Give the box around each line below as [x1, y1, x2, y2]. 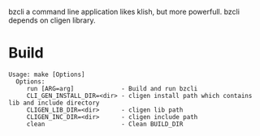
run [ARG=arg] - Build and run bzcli [26, 84, 198, 92]
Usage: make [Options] [8, 70, 85, 79]
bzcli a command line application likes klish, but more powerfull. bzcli [8, 7, 240, 16]
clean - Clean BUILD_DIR [26, 120, 184, 128]
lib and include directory [8, 99, 100, 107]
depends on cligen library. [8, 15, 96, 25]
